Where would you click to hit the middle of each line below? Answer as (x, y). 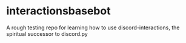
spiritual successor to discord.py (47, 33)
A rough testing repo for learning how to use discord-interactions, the (93, 27)
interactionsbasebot (58, 11)
